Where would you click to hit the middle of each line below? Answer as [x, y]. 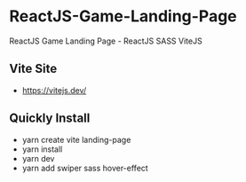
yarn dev [38, 158]
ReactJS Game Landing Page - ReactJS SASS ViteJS [106, 41]
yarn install [42, 149]
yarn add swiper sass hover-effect [85, 168]
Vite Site [33, 69]
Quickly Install [50, 119]
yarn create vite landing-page [76, 139]
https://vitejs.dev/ [54, 90]
